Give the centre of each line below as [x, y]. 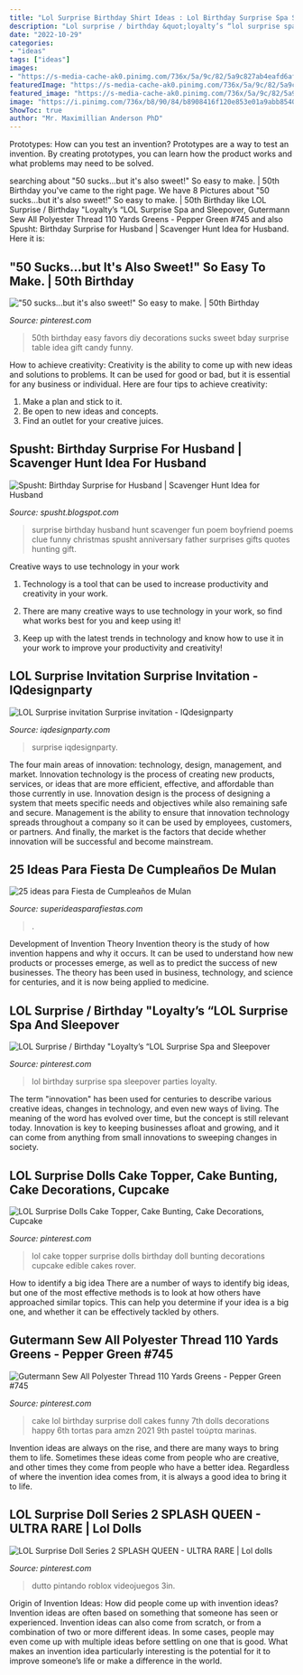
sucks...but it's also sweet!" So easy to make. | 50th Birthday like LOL [138, 201]
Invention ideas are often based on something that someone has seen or [144, 1613]
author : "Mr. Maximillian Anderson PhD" [87, 118]
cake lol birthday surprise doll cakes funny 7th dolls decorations [150, 1420]
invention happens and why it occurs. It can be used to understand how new [151, 953]
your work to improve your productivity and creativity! [122, 648]
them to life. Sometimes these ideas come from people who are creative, [144, 1457]
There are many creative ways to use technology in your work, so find [152, 611]
